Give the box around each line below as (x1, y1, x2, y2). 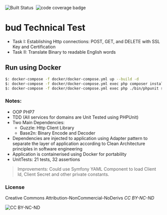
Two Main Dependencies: (12, 119, 65, 125)
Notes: (5, 97, 22, 104)
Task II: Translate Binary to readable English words (12, 49, 116, 55)
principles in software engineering (12, 145, 83, 151)
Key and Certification (12, 44, 56, 50)
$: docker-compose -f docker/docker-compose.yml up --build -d (5, 76, 139, 81)
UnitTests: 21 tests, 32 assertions (12, 156, 81, 162)
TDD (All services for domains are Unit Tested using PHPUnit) (12, 114, 139, 120)
